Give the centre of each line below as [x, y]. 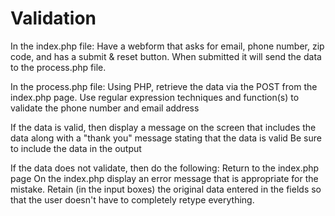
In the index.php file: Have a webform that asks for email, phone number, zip [167, 46]
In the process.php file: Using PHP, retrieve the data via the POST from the [164, 86]
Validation [53, 18]
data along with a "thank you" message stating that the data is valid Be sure [166, 138]
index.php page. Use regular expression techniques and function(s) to [155, 97]
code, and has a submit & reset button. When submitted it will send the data [166, 56]
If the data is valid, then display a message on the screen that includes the [163, 127]
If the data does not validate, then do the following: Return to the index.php [165, 168]
